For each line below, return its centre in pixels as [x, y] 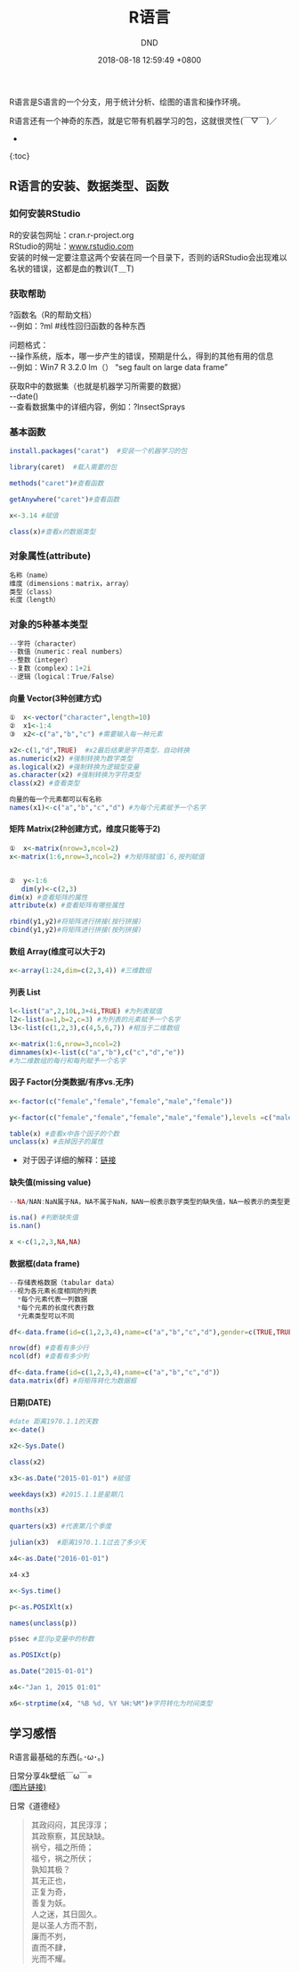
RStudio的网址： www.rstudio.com [72, 246]
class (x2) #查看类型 [44, 784]
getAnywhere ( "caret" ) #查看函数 [65, 499]
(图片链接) [28, 1786]
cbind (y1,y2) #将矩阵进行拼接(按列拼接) [76, 930]
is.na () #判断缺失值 [44, 1217]
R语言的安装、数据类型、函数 [89, 186]
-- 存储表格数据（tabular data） [64, 1283]
